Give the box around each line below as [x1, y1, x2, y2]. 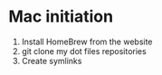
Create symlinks [21, 55, 82, 66]
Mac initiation [8, 6, 114, 27]
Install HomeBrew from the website [21, 36, 153, 47]
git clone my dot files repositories [21, 45, 147, 56]
